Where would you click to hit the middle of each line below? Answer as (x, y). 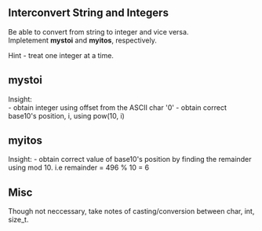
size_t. (18, 220)
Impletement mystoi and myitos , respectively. (82, 40)
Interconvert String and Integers (88, 13)
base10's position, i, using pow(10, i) (67, 115)
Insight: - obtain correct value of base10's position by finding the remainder (130, 159)
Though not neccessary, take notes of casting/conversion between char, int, (131, 211)
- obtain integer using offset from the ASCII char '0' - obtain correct (118, 107)
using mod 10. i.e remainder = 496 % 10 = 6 (79, 167)
